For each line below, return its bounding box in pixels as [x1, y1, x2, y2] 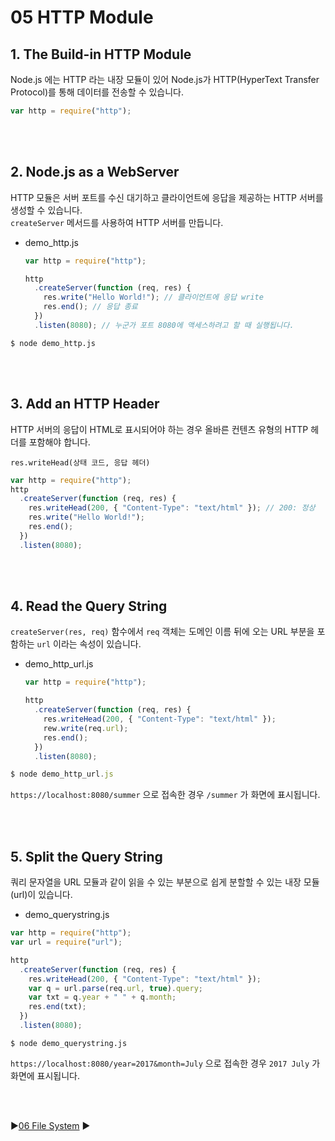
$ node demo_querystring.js [10, 1038, 128, 1048]
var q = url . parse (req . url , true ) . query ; [28, 983, 203, 993]
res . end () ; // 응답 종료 [43, 302, 138, 312]
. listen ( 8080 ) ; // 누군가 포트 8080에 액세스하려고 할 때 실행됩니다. [34, 320, 295, 330]
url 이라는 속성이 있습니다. [36, 638, 142, 650]
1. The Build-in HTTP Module [10, 46, 192, 63]
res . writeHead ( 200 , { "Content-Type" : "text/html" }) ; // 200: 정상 [28, 503, 316, 513]
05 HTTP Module [10, 6, 154, 29]
